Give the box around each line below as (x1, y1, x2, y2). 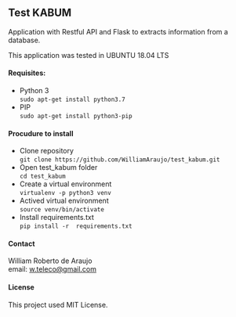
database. (8, 35, 41, 45)
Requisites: (8, 68, 46, 77)
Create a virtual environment (19, 179, 112, 189)
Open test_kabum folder (19, 163, 98, 172)
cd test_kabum (19, 172, 66, 181)
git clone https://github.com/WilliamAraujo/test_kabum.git (19, 156, 220, 164)
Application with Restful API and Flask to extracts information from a (8, 27, 229, 36)
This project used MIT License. (8, 300, 108, 309)
